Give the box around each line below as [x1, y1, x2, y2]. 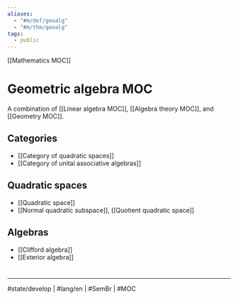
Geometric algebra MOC [7, 81, 153, 97]
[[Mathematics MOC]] [7, 56, 71, 65]
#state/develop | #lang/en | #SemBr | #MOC [7, 284, 137, 293]
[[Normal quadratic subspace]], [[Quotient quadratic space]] [17, 206, 195, 214]
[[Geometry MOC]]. [7, 112, 64, 121]
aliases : [7, 10, 33, 18]
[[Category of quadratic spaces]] [17, 151, 115, 160]
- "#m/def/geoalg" [13, 17, 69, 24]
